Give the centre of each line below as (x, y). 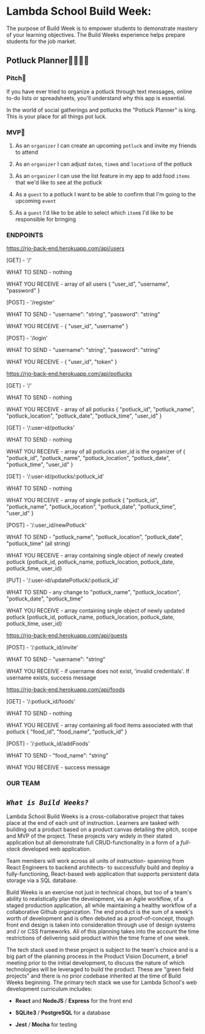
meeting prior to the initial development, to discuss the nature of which (95, 963)
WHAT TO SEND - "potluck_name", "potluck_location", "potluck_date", (95, 537)
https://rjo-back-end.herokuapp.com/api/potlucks (69, 374)
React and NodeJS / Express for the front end (74, 1000)
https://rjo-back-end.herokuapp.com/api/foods (66, 690)
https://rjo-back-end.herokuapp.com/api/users (65, 248)
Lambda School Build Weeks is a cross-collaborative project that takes (95, 816)
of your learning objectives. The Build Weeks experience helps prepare (96, 34)
